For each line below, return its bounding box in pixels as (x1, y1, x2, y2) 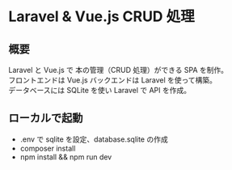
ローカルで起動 (8, 111, 83, 125)
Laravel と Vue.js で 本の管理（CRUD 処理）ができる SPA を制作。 (8, 66, 229, 74)
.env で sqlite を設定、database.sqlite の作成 (19, 134, 168, 144)
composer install (19, 143, 76, 153)
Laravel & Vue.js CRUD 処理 (8, 7, 196, 26)
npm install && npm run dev (19, 151, 112, 162)
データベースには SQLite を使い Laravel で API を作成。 (8, 86, 192, 95)
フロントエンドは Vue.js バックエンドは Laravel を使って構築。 (8, 75, 217, 85)
